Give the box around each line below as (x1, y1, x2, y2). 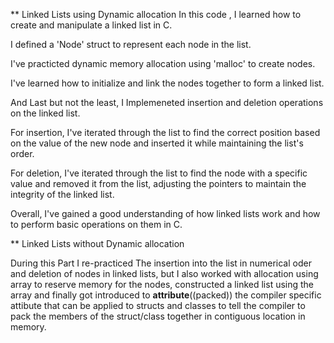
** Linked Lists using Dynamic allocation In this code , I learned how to (10, 9, 302, 20)
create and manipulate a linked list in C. (10, 19, 173, 31)
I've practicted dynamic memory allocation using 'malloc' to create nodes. (10, 58, 316, 69)
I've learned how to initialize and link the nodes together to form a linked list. (10, 77, 325, 89)
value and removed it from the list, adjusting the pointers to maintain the (10, 178, 307, 189)
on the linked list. (10, 107, 81, 119)
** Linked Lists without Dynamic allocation (10, 238, 185, 249)
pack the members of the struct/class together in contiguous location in (10, 310, 306, 322)
